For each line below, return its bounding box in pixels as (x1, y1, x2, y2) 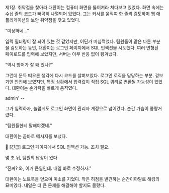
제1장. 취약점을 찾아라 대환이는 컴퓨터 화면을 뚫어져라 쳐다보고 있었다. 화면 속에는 (5, 5, 164, 10)
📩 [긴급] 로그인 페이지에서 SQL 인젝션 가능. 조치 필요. (5, 144, 110, 150)
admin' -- (5, 95, 25, 101)
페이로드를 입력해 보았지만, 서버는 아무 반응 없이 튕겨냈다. (5, 51, 118, 57)
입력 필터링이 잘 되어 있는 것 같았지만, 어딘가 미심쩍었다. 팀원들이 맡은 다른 (5, 38, 151, 44)
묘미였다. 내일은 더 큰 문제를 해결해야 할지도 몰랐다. (5, 182, 106, 188)
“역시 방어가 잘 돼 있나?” (5, 62, 53, 68)
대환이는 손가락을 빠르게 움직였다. (12, 85, 78, 91)
